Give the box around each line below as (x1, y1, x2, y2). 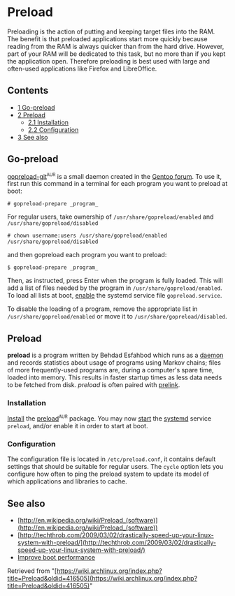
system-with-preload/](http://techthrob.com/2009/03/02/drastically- (17, 539, 217, 547)
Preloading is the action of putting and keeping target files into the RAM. (7, 27, 215, 36)
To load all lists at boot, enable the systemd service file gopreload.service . (7, 291, 222, 300)
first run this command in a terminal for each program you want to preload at (7, 180, 228, 188)
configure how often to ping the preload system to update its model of (7, 470, 210, 479)
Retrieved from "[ (7, 567, 57, 575)
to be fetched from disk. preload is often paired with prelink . (7, 381, 180, 389)
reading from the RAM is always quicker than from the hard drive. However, (7, 42, 225, 50)
